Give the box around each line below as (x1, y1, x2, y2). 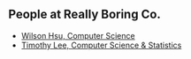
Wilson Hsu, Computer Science (20, 30, 135, 41)
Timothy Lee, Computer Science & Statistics (20, 40, 182, 50)
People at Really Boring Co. (8, 7, 161, 22)
